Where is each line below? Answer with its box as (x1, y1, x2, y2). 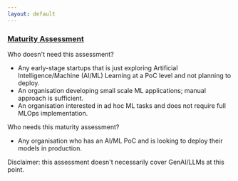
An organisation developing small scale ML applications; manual (17, 86, 207, 94)
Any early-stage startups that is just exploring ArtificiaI (17, 63, 178, 72)
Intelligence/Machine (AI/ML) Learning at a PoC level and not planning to (17, 71, 232, 79)
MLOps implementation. (17, 109, 88, 117)
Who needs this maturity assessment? (7, 122, 120, 131)
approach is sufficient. (17, 94, 84, 102)
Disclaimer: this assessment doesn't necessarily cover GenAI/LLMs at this (7, 158, 224, 166)
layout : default (7, 10, 56, 18)
